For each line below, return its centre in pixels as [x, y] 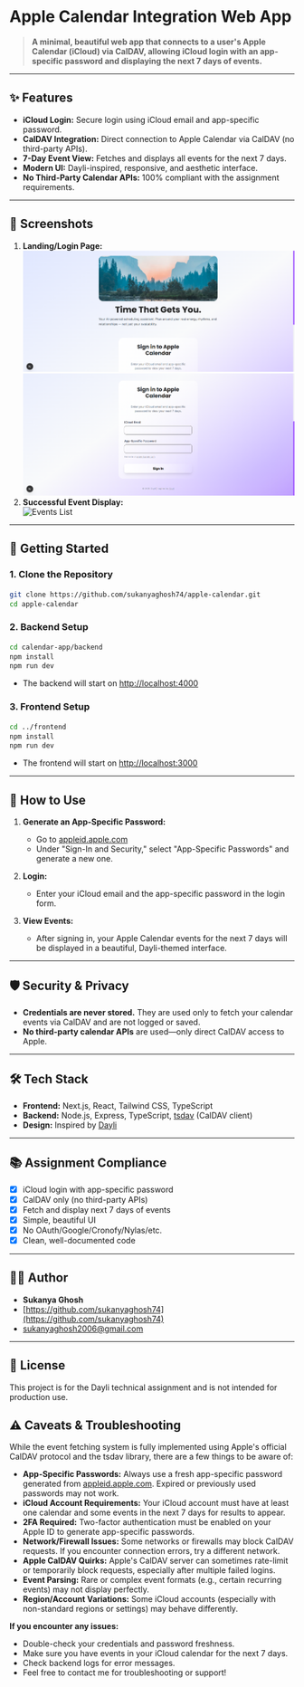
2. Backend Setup [49, 627]
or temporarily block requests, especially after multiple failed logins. [149, 1570]
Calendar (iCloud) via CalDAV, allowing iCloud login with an [145, 51]
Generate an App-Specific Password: [94, 822]
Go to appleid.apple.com [82, 840]
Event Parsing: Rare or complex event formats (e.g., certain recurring [152, 1580]
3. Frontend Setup [50, 707]
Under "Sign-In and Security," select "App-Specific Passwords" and [162, 849]
